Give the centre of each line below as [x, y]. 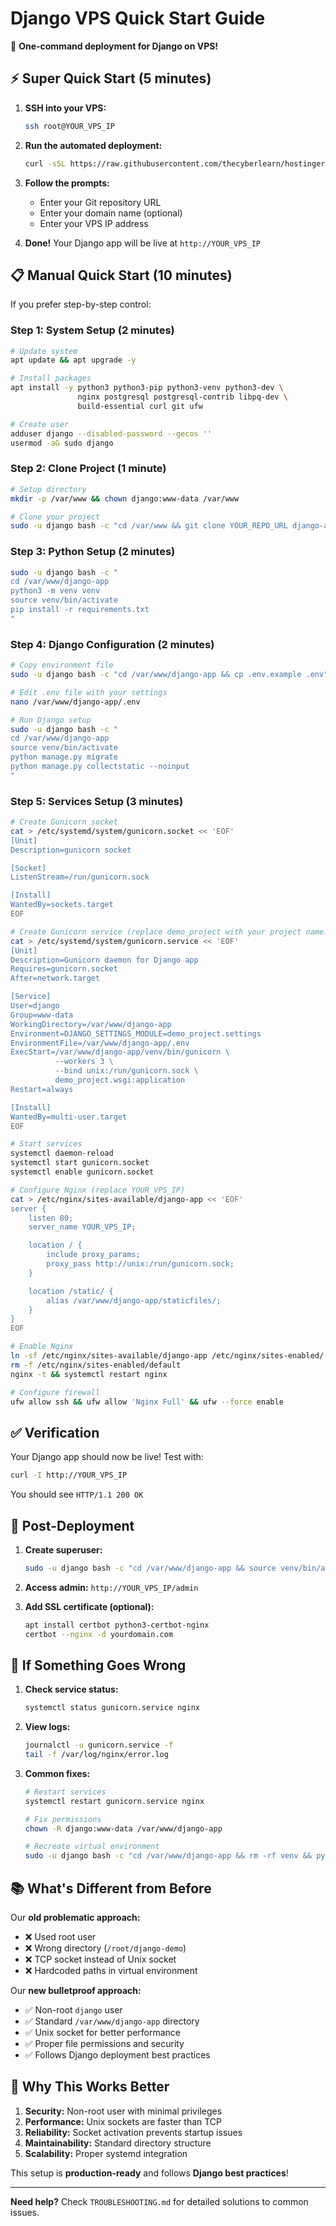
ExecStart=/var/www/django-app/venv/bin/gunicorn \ [120, 1052]
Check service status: [71, 1689]
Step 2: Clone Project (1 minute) [88, 469]
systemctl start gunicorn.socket [80, 1163]
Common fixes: [57, 1773]
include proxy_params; [93, 1255]
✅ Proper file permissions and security [104, 2044]
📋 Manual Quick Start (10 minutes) [121, 275]
